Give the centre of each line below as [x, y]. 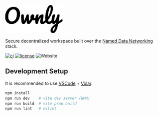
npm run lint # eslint [31, 109]
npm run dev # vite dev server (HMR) [48, 98]
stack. [11, 46]
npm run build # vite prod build [41, 104]
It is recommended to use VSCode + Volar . [49, 83]
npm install [17, 93]
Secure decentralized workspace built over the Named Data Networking [79, 41]
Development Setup [37, 71]
